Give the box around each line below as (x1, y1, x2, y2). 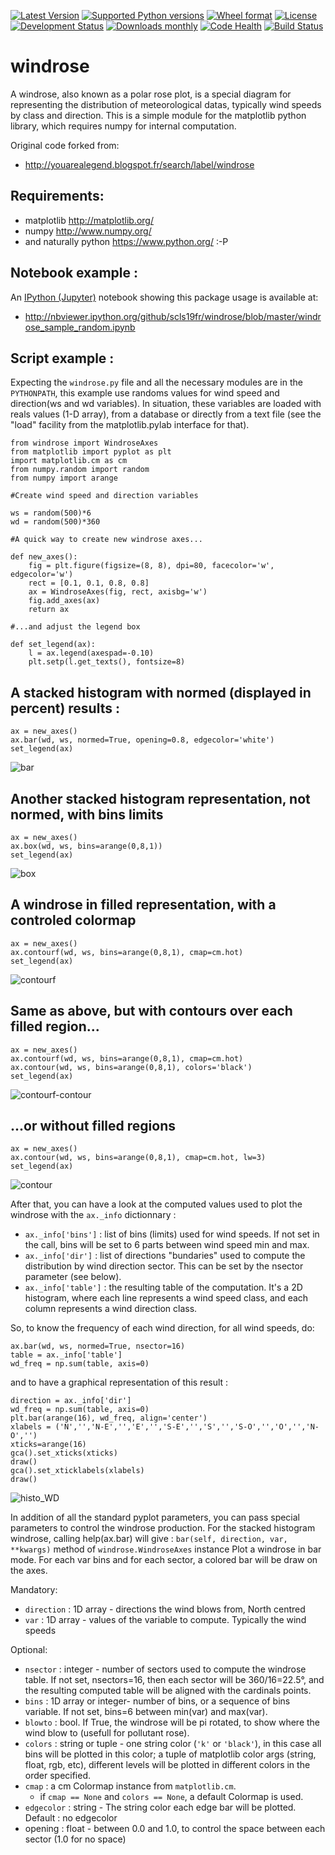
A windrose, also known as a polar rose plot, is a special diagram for (10, 88, 292, 100)
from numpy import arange (10, 473, 118, 484)
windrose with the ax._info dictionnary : (10, 1209, 177, 1221)
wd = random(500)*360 (10, 517, 101, 527)
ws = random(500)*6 (10, 508, 92, 519)
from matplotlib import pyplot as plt (10, 447, 172, 457)
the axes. (10, 1565, 48, 1577)
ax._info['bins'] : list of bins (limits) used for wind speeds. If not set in (24, 1228, 320, 1240)
